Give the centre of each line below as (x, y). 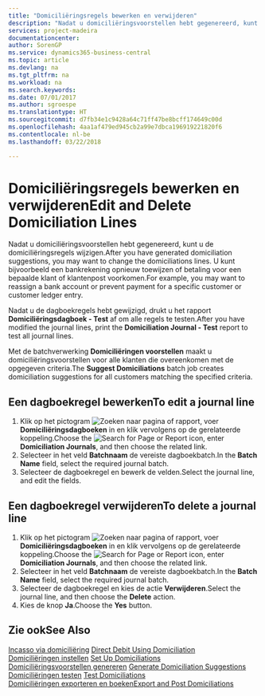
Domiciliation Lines (73, 222)
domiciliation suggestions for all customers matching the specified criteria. (131, 377)
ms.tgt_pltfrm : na (39, 75)
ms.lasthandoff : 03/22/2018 (55, 142)
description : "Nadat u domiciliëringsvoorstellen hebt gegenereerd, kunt (133, 23)
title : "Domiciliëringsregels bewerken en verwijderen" (103, 16)
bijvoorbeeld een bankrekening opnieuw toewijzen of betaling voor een (125, 270)
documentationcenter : (44, 38)
